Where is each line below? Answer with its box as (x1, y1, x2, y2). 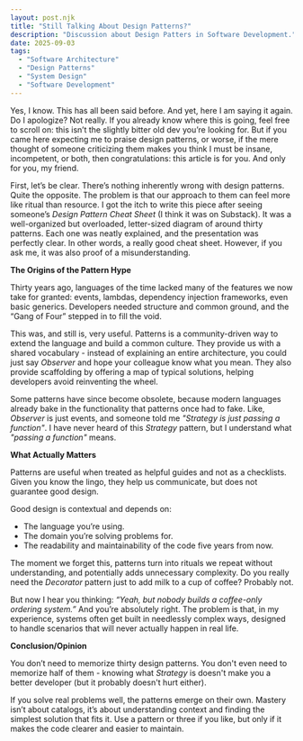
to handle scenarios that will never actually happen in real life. (10, 623, 239, 634)
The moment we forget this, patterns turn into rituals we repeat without (10, 557, 273, 568)
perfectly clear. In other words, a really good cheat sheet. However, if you (10, 237, 282, 248)
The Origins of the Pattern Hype (10, 264, 131, 275)
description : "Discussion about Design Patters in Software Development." (10, 30, 297, 39)
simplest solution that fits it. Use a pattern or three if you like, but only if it (10, 713, 282, 724)
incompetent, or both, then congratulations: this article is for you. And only (10, 152, 286, 163)
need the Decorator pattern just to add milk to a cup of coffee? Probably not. (10, 576, 294, 587)
